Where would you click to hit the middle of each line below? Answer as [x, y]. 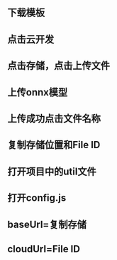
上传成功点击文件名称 [54, 119]
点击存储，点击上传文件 [58, 66]
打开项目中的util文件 [52, 171]
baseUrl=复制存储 [47, 224]
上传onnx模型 [38, 92]
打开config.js [37, 198]
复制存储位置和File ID [54, 145]
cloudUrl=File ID [44, 249]
